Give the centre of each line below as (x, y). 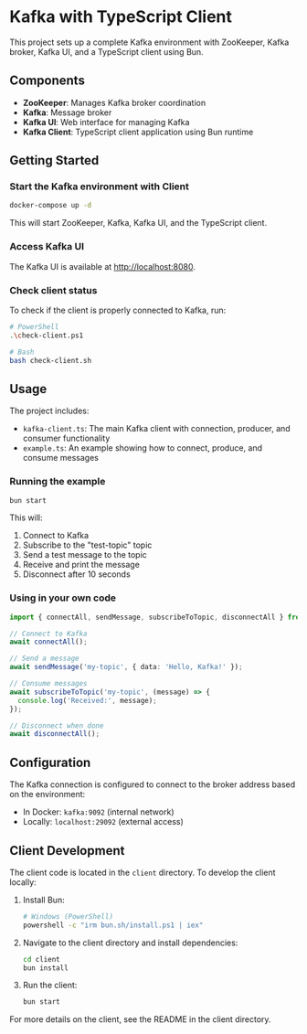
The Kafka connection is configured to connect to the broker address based (153, 784)
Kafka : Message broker (67, 112)
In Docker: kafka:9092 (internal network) (98, 812)
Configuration (50, 762)
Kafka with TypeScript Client (121, 17)
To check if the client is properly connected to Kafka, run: (118, 310)
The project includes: (49, 411)
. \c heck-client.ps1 (47, 336)
